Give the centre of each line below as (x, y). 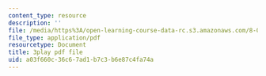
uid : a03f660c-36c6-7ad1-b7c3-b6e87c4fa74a (81, 60)
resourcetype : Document (47, 45)
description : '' (35, 23)
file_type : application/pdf (55, 38)
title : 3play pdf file (46, 52)
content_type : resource (47, 15)
